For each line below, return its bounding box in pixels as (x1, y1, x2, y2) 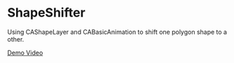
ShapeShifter (7, 5, 85, 21)
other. (7, 35, 25, 43)
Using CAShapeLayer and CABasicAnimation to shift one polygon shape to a (7, 28, 228, 36)
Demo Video (7, 48, 43, 57)
